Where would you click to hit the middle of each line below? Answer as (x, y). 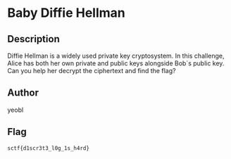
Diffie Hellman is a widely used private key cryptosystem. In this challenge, (116, 56)
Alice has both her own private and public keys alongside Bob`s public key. (116, 63)
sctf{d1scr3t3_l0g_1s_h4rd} (49, 148)
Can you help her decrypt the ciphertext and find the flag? (92, 71)
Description (33, 39)
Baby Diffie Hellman (66, 13)
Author (23, 93)
